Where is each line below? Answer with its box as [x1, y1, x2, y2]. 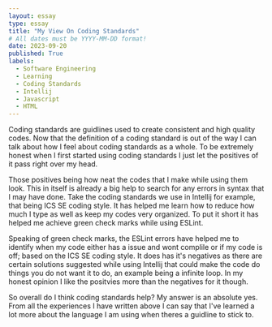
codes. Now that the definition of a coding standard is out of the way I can [8, 133, 257, 143]
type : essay [8, 19, 49, 28]
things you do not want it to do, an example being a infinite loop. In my [8, 269, 244, 278]
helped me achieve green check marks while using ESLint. [8, 218, 204, 228]
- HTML [15, 102, 38, 110]
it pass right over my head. [8, 159, 98, 169]
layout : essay [8, 11, 57, 20]
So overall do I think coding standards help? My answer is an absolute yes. [8, 293, 258, 303]
